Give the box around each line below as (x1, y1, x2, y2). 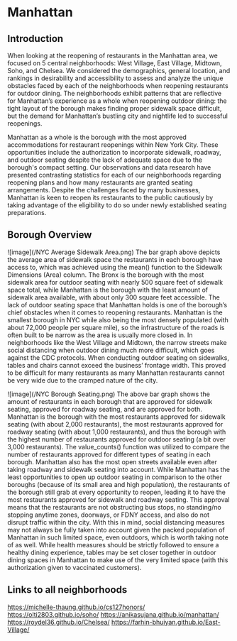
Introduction (7, 33, 64, 45)
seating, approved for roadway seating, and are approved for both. (7, 405, 202, 413)
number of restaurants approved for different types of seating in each (7, 450, 211, 459)
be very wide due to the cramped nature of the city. (7, 376, 158, 384)
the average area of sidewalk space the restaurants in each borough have (7, 255, 224, 263)
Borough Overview (7, 229, 92, 241)
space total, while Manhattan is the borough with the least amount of (7, 285, 208, 294)
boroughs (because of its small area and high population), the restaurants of (7, 480, 231, 488)
